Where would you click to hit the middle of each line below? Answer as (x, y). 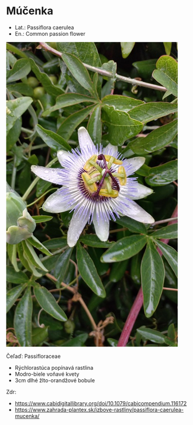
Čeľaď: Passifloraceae (34, 356)
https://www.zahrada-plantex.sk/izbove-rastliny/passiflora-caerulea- (99, 410)
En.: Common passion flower (50, 33)
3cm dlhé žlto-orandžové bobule (55, 380)
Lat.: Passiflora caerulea (44, 27)
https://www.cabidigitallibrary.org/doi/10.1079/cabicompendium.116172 (101, 403)
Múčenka (30, 11)
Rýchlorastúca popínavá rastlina (54, 367)
